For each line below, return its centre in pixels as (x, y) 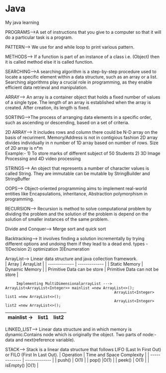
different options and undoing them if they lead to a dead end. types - (77, 244)
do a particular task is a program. (39, 37)
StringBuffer (18, 179)
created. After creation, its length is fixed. (48, 107)
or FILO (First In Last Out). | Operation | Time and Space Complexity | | (77, 355)
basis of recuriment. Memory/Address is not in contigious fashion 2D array (82, 137)
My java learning (22, 22)
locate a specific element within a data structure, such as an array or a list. (82, 77)
